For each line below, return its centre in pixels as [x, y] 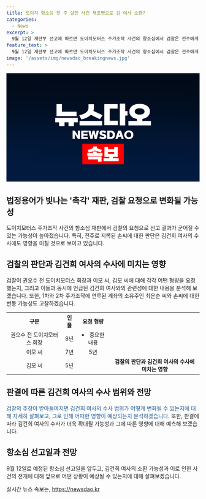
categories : [21, 19]
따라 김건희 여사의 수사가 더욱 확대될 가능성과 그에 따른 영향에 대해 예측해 [94, 424]
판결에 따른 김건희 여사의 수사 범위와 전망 [79, 392]
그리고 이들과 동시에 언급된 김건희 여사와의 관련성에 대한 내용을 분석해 [108, 288]
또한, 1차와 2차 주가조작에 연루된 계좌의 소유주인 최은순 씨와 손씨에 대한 [114, 295]
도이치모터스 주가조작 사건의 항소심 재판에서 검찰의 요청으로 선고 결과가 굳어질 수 [103, 228]
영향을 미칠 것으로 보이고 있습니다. [63, 243]
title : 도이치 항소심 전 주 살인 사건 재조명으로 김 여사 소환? [76, 13]
